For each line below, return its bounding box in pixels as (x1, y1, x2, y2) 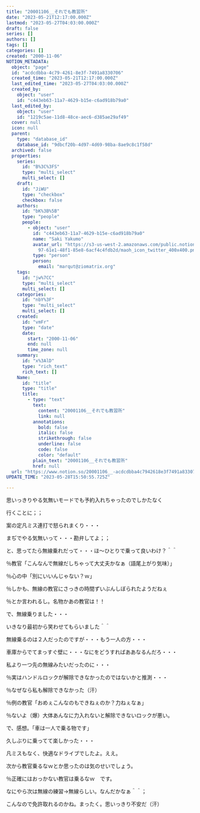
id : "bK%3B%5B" (21, 208, 60, 215)
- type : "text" (27, 397, 65, 403)
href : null (32, 463, 60, 469)
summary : (17, 352, 39, 358)
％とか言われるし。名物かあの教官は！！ (6, 598, 105, 605)
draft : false (6, 25, 39, 32)
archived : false (11, 147, 52, 153)
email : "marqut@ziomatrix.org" (37, 263, 116, 270)
